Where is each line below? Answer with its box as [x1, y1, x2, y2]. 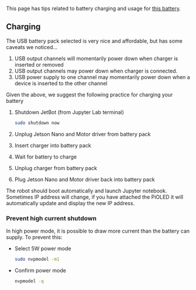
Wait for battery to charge [14, 153, 77, 160]
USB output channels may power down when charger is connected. [14, 67, 178, 74]
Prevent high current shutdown [6, 214, 97, 222]
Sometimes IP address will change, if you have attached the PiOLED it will [6, 193, 183, 201]
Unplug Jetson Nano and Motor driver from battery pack [14, 130, 151, 137]
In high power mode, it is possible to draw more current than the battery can [6, 227, 190, 234]
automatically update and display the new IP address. [6, 199, 135, 206]
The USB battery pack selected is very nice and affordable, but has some [6, 37, 183, 44]
